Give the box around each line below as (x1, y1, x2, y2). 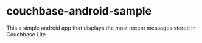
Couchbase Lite (6, 30, 46, 38)
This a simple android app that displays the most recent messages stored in (6, 24, 196, 31)
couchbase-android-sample (6, 4, 152, 18)
